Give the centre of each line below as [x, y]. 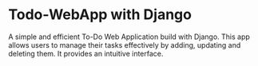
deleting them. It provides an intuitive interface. [86, 53]
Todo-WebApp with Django [100, 15]
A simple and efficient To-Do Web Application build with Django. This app [129, 37]
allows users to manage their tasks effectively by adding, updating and [125, 45]
